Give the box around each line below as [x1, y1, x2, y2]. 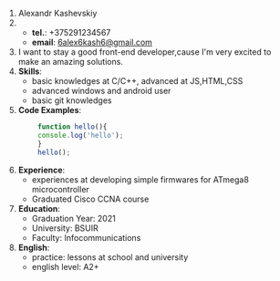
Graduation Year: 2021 [31, 213, 116, 224]
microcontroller [31, 183, 89, 194]
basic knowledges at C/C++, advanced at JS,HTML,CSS [31, 76, 244, 86]
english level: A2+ [31, 261, 99, 272]
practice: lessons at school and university [31, 251, 189, 263]
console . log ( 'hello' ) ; [37, 130, 124, 140]
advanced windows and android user [31, 86, 171, 96]
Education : [17, 203, 61, 213]
